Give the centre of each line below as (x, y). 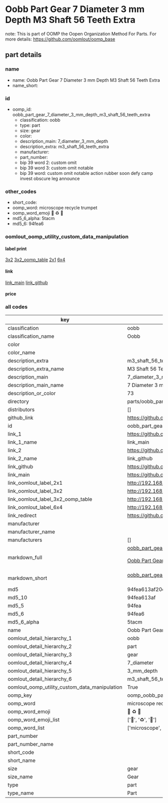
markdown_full (25, 557)
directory (18, 401)
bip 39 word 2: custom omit (48, 162)
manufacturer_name (31, 532)
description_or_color (32, 393)
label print (16, 249)
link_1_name (22, 442)
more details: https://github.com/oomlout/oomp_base (60, 39)
